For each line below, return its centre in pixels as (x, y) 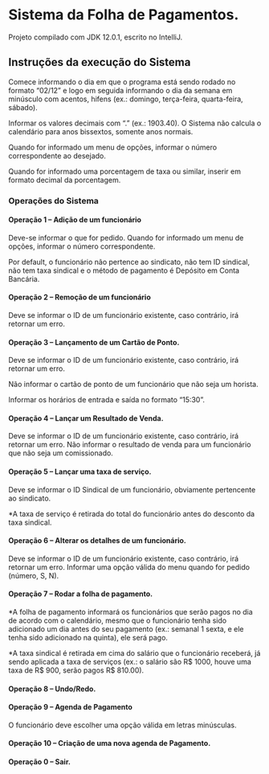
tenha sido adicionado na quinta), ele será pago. (88, 638)
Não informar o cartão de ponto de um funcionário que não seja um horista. (133, 385)
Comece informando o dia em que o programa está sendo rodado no (122, 81)
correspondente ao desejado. (57, 155)
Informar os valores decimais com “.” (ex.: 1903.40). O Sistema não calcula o (135, 123)
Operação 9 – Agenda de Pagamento (70, 707)
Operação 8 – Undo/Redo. (52, 689)
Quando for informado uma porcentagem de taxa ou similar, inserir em (124, 171)
